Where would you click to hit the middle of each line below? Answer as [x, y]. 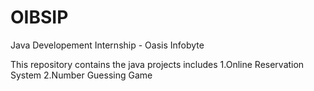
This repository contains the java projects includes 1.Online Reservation [157, 64]
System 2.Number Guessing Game [81, 75]
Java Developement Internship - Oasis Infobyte [107, 45]
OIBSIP [39, 17]
